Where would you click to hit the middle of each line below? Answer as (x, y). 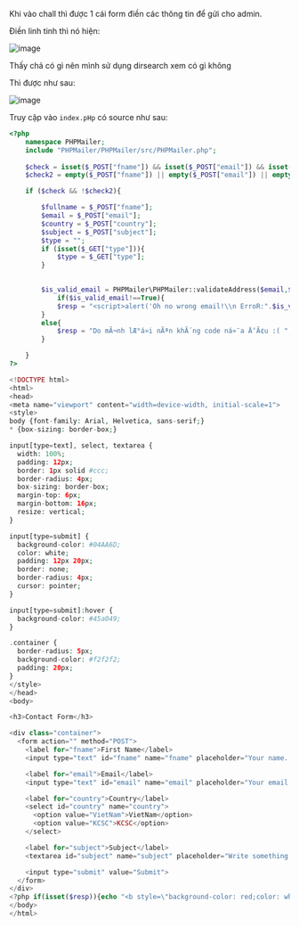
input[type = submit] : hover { (61, 611)
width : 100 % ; (41, 454)
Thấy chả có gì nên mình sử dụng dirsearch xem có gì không (120, 66)
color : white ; (43, 553)
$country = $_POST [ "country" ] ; (99, 224)
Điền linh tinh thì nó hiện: (55, 31)
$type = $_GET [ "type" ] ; (101, 257)
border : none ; (43, 570)
